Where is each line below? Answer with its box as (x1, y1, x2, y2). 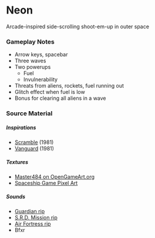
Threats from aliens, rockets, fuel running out (14, 82, 124, 89)
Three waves (14, 57, 46, 65)
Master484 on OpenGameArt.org (14, 173, 95, 180)
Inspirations (6, 124, 36, 131)
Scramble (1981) (14, 139, 54, 146)
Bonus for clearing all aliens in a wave (14, 95, 106, 102)
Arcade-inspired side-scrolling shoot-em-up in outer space (6, 23, 150, 30)
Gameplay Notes (6, 38, 55, 46)
